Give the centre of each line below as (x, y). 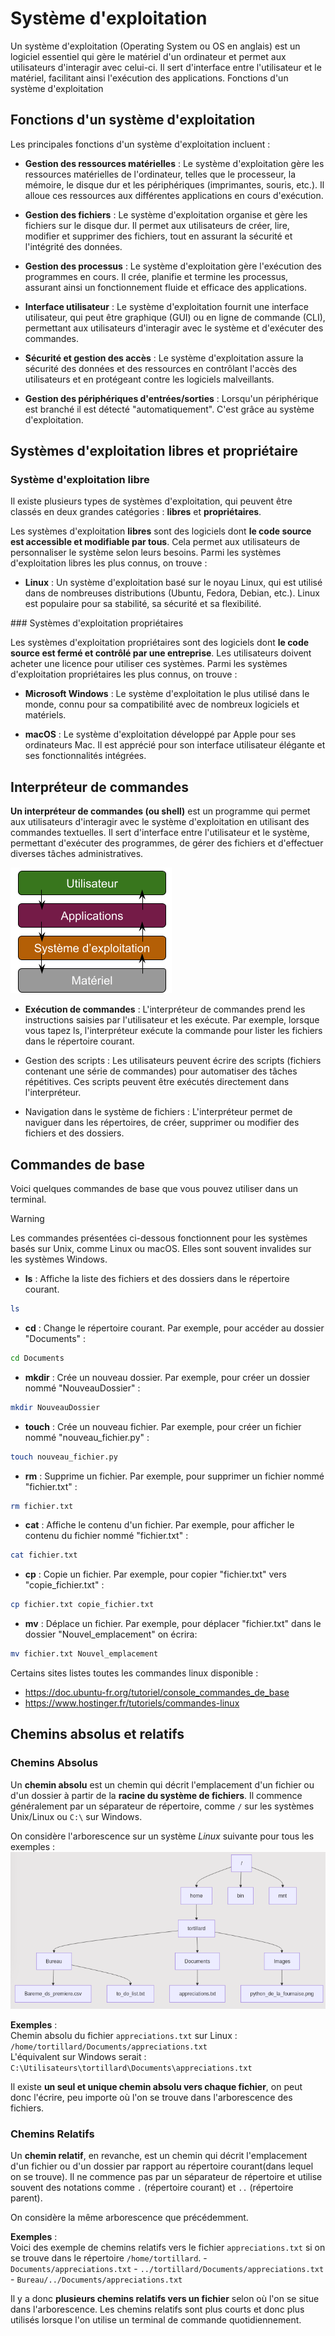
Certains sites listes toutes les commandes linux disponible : (134, 1673)
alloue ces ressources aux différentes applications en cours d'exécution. (174, 195)
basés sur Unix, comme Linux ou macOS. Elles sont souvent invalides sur (161, 1249)
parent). (26, 2198)
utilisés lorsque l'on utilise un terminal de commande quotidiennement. (156, 2320)
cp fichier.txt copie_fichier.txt (82, 1605)
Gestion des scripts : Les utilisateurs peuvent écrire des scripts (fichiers (173, 1061)
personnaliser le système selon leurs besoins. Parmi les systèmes (146, 553)
